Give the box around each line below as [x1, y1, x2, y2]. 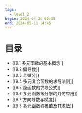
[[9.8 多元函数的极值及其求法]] [12, 103, 73, 109]
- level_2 [9, 12, 29, 17]
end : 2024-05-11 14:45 [5, 20, 51, 26]
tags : [5, 7, 16, 12]
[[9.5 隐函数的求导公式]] [12, 85, 61, 91]
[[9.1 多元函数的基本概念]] [12, 60, 64, 66]
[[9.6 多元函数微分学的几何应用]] [12, 91, 78, 96]
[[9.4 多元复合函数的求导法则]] [12, 78, 74, 84]
